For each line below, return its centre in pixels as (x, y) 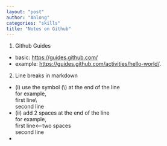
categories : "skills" (33, 23)
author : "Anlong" (28, 17)
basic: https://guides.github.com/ (56, 57)
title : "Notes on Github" (39, 29)
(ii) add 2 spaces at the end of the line (62, 113)
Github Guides (33, 46)
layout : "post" (25, 12)
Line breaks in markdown (46, 75)
